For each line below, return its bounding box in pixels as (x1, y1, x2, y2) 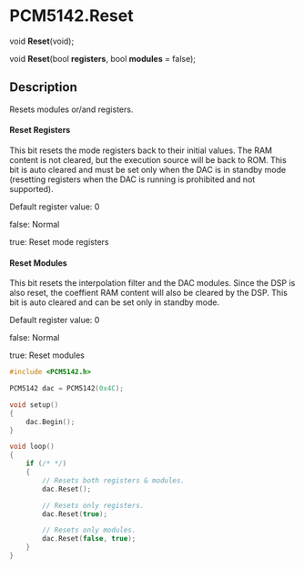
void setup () (9, 400, 59, 410)
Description (9, 79, 77, 96)
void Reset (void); (9, 36, 75, 46)
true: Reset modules (9, 350, 85, 361)
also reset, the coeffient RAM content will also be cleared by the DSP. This (9, 288, 289, 299)
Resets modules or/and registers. (9, 104, 134, 115)
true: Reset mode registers (9, 236, 109, 247)
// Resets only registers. (42, 501, 145, 510)
